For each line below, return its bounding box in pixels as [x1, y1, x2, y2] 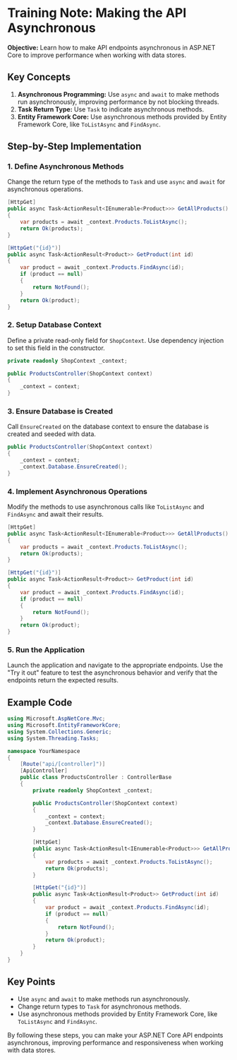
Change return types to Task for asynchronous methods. [17, 1002, 182, 1011]
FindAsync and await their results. [7, 510, 104, 519]
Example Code [7, 697, 73, 709]
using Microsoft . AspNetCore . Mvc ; [7, 715, 106, 723]
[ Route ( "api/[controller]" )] [20, 761, 106, 768]
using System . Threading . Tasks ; [7, 735, 99, 742]
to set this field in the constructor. [7, 344, 106, 352]
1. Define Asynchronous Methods [7, 162, 124, 171]
